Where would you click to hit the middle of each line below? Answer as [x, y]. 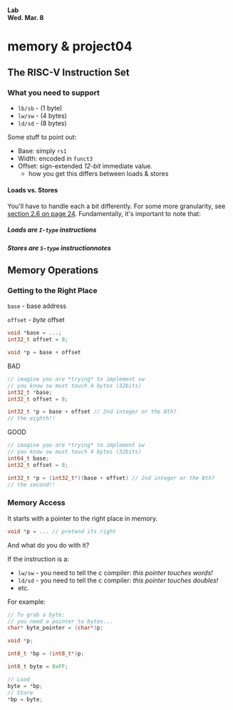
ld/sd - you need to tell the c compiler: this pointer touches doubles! [118, 580]
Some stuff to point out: [42, 137]
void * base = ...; [35, 333]
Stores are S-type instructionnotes [59, 248]
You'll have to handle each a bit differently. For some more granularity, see [116, 206]
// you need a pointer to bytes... [60, 621]
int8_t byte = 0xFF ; [38, 667]
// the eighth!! [31, 418]
